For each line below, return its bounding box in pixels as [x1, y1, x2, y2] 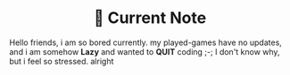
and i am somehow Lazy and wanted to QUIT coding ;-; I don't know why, [9, 46, 280, 56]
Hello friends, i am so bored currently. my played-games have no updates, [9, 37, 283, 48]
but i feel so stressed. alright [9, 56, 114, 66]
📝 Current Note [93, 8, 207, 28]
